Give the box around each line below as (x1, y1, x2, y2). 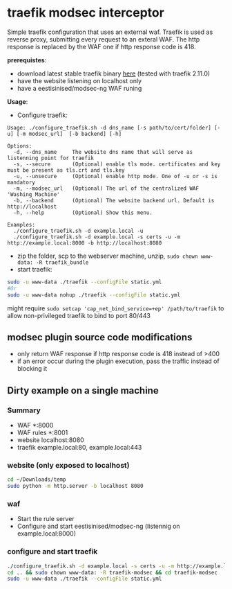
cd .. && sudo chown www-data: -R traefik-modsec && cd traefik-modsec (7, 569, 217, 576)
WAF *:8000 (17, 421, 54, 430)
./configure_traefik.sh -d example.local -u (13, 227, 144, 234)
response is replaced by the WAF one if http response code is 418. (7, 42, 196, 51)
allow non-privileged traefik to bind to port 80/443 (7, 311, 151, 319)
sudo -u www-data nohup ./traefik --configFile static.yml (7, 291, 181, 299)
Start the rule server (17, 515, 75, 523)
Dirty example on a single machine (7, 385, 159, 396)
